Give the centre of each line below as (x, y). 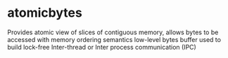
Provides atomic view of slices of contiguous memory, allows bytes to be (113, 32)
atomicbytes (45, 13)
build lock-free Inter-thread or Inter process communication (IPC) (102, 47)
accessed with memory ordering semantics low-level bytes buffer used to (114, 39)
